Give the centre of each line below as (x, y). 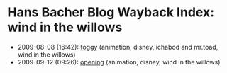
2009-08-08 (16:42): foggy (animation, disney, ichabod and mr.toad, (118, 47)
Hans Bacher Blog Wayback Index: (111, 12)
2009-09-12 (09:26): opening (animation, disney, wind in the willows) (119, 62)
